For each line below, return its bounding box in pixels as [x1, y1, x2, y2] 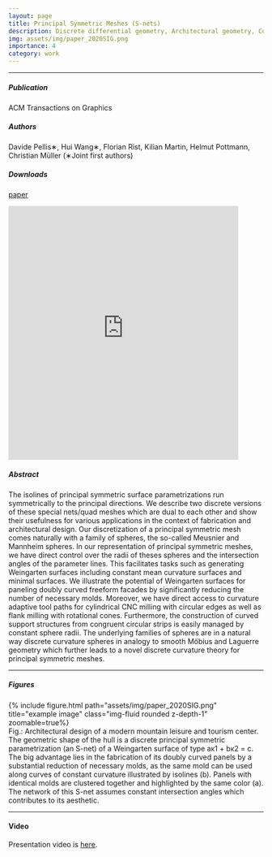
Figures [8, 680, 35, 690]
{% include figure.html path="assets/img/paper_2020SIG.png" [8, 700, 217, 710]
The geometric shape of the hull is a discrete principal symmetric [8, 734, 226, 744]
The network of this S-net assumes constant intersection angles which [8, 786, 244, 796]
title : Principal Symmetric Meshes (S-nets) [8, 19, 161, 28]
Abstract [8, 469, 39, 479]
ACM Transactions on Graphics [8, 102, 113, 112]
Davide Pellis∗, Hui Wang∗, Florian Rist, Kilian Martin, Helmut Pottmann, [8, 141, 250, 151]
